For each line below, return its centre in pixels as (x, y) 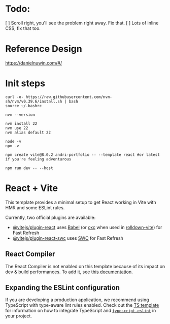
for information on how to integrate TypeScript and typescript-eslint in (81, 311)
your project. (19, 316)
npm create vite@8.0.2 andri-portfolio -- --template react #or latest (82, 155)
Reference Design (44, 49)
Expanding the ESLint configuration (63, 287)
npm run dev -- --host (29, 168)
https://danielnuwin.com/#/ (34, 63)
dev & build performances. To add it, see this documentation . (69, 272)
